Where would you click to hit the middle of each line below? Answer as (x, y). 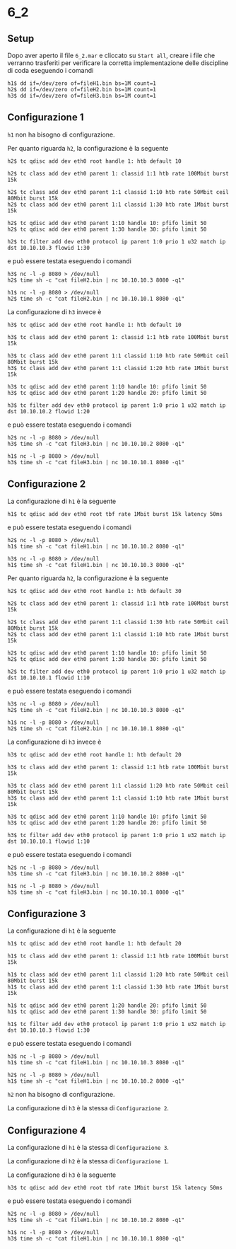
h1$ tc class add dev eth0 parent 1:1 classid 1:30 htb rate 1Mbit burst (118, 987)
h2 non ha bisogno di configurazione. (61, 1095)
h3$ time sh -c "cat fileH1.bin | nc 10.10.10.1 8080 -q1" (96, 1239)
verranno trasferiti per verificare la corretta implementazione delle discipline (118, 63)
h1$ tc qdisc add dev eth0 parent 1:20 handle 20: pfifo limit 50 (107, 1006)
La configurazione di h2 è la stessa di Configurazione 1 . (88, 1161)
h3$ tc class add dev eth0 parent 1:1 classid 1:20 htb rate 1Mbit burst (118, 368)
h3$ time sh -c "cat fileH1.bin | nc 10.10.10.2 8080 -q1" (96, 1220)
